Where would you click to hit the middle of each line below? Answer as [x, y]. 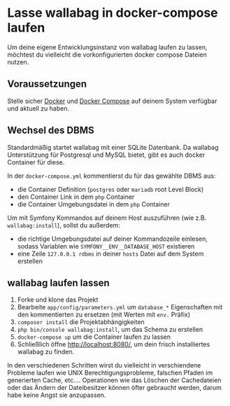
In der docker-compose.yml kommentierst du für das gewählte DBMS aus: [112, 176]
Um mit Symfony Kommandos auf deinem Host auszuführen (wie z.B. [107, 218]
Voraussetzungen [47, 84]
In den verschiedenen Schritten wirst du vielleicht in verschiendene [104, 365]
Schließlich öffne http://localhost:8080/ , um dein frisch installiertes [114, 344]
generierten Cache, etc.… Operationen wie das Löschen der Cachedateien [114, 380]
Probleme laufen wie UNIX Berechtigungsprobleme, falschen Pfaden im [110, 373]
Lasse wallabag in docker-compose [113, 13]
